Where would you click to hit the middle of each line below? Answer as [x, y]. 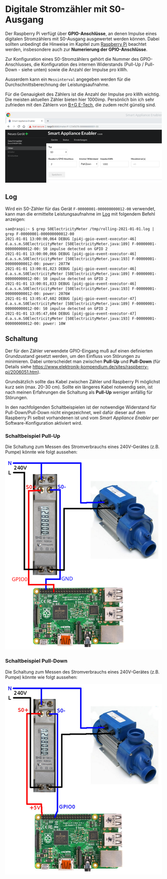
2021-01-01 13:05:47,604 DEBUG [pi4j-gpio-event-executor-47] [71, 314]
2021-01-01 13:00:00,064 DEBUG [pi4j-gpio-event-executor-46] [71, 239]
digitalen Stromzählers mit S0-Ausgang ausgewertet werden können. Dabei [83, 39]
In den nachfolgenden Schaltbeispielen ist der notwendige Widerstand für [81, 407]
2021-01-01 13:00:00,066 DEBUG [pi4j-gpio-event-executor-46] [71, 254]
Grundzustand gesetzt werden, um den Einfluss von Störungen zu [73, 356]
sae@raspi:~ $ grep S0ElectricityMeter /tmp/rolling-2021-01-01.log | [80, 229]
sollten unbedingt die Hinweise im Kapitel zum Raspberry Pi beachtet [76, 44]
